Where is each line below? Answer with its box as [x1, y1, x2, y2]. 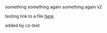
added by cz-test [5, 22, 40, 28]
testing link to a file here [5, 13, 54, 19]
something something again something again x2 [5, 4, 102, 10]
